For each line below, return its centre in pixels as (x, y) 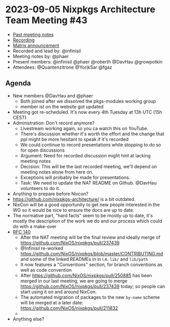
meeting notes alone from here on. (57, 172)
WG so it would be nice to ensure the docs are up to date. (73, 210)
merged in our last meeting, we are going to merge (74, 281)
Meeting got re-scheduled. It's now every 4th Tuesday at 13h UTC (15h (87, 112)
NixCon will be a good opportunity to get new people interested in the (86, 205)
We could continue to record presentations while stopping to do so (91, 145)
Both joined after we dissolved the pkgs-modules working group (88, 101)
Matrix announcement (36, 45)
